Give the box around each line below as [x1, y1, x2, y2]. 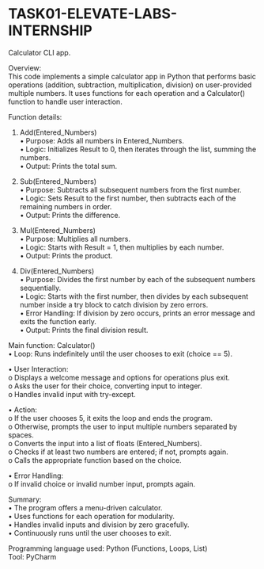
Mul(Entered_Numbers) [19, 225, 96, 235]
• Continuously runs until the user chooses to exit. [8, 528, 172, 537]
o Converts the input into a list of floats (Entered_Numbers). [8, 438, 202, 448]
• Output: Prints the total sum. [19, 161, 117, 170]
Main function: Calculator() [8, 340, 96, 349]
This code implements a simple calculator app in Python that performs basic [8, 71, 257, 81]
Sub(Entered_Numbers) [19, 176, 97, 186]
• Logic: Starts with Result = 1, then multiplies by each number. [19, 242, 224, 252]
